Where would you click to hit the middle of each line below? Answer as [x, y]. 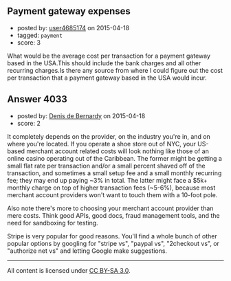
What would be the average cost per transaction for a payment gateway [109, 56]
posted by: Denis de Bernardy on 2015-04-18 [81, 115]
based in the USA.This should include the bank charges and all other [104, 63]
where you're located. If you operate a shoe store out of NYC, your [101, 144]
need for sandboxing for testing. [53, 223]
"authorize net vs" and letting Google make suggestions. [87, 251]
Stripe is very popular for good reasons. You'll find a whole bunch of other [112, 236]
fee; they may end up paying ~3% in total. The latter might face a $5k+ [107, 180]
